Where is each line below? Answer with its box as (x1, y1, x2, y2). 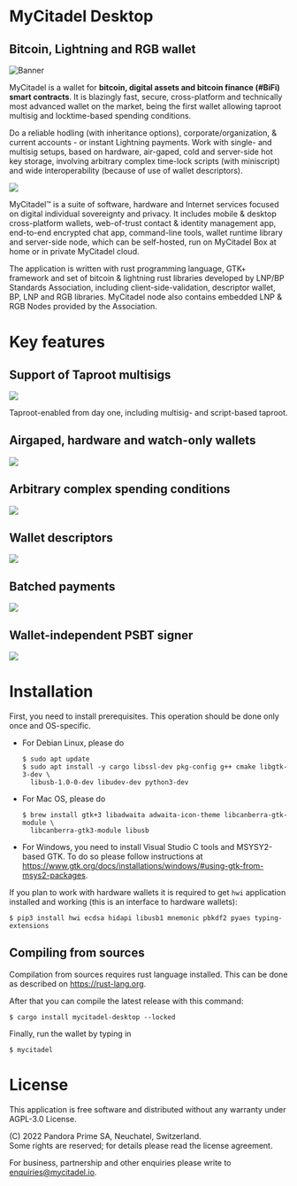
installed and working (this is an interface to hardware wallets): (9, 897, 238, 907)
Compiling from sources (9, 946, 145, 961)
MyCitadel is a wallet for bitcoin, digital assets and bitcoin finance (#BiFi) (9, 82, 280, 92)
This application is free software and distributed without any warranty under (9, 1104, 286, 1114)
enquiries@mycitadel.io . (9, 1166, 97, 1177)
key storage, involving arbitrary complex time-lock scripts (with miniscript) (9, 156, 280, 166)
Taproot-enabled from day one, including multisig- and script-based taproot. (9, 408, 288, 417)
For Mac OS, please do (21, 793, 106, 804)
